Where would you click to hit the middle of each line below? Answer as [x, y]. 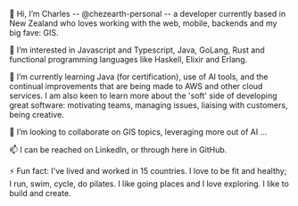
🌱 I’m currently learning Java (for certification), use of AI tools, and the [139, 77]
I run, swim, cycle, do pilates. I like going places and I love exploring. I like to [149, 184]
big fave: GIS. [34, 33]
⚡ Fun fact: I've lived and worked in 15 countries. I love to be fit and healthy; [148, 171]
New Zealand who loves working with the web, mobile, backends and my [143, 23]
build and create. [40, 193]
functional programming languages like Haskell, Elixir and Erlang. [128, 59]
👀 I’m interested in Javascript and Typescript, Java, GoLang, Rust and [137, 50]
